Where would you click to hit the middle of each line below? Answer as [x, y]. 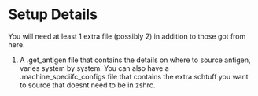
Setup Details [53, 15]
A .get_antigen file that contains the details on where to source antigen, [135, 60]
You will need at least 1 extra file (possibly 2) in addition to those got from [127, 36]
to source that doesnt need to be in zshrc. [87, 85]
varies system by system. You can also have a [94, 68]
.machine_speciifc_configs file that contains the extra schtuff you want [134, 76]
